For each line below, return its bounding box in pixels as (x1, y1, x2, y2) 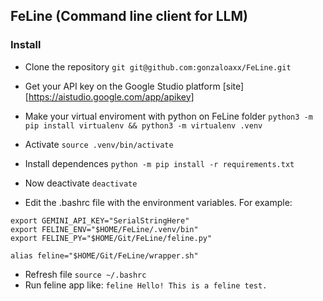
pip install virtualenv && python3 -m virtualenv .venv (24, 120, 263, 131)
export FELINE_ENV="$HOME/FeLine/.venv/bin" (10, 224, 199, 234)
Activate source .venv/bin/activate (24, 138, 174, 150)
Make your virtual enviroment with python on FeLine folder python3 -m (24, 110, 313, 122)
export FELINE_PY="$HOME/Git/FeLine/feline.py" (10, 233, 213, 243)
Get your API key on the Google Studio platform (24, 80, 221, 92)
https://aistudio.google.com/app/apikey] (28, 90, 195, 103)
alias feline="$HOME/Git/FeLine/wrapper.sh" (10, 250, 199, 261)
